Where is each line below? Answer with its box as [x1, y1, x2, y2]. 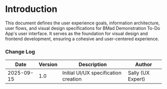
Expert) [128, 76, 146, 83]
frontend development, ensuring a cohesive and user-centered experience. [5, 36, 159, 42]
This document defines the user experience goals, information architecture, [5, 20, 160, 26]
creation [62, 76, 82, 83]
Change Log [5, 48, 35, 55]
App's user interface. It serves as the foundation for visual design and [5, 30, 148, 36]
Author [135, 61, 153, 68]
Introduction [5, 3, 58, 15]
